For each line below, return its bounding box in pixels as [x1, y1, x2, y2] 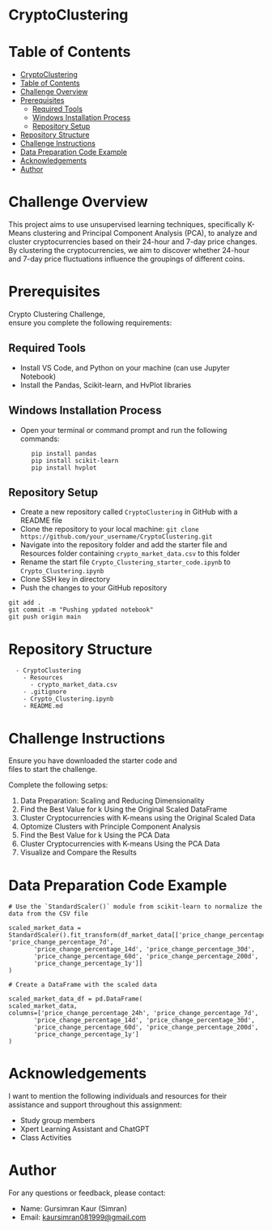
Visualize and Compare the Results [19, 847, 138, 857]
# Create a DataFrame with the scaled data [8, 981, 158, 989]
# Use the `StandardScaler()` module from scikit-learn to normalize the [8, 902, 263, 911]
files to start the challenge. [8, 765, 98, 774]
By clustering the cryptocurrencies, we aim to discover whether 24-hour [8, 246, 250, 255]
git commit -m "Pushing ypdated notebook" [8, 606, 154, 614]
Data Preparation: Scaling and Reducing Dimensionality [19, 796, 205, 806]
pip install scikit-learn [31, 456, 119, 465]
